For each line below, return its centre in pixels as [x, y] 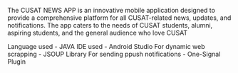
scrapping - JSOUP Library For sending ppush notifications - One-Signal [114, 54]
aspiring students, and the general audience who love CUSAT [98, 33]
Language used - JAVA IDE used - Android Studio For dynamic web [106, 46]
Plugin [17, 62]
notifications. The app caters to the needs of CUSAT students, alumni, [110, 25]
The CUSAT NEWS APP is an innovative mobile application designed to [112, 10]
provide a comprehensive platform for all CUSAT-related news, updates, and [119, 18]
